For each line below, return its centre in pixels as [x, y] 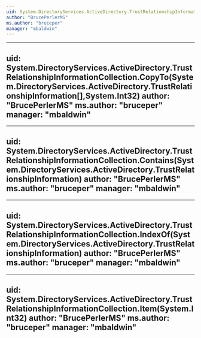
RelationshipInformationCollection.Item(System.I [100, 309]
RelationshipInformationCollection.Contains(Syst [100, 160]
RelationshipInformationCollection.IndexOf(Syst [98, 235]
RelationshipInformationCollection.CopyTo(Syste [100, 77]
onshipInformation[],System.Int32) [73, 96]
